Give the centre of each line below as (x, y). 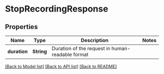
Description (95, 40)
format (81, 54)
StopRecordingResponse (57, 9)
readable (62, 54)
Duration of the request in (81, 48)
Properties (21, 27)
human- (121, 48)
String (40, 52)
